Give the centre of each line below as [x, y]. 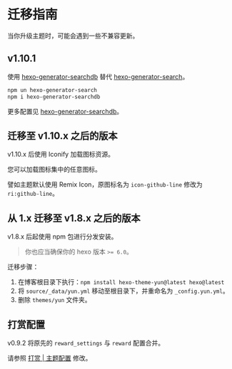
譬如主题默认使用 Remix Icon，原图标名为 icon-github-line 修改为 [105, 184]
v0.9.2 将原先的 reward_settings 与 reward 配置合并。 [86, 343]
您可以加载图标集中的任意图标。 [54, 170]
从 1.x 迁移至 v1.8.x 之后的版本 [74, 218]
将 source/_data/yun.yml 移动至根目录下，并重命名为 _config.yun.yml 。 [123, 291]
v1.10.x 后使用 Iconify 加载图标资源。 [61, 155]
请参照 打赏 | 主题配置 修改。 [50, 358]
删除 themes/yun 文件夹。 [54, 300]
